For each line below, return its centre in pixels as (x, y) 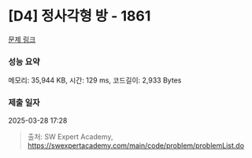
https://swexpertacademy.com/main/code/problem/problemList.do (136, 145)
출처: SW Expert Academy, (70, 136)
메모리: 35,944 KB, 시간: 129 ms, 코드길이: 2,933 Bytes (95, 80)
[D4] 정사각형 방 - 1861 (80, 16)
